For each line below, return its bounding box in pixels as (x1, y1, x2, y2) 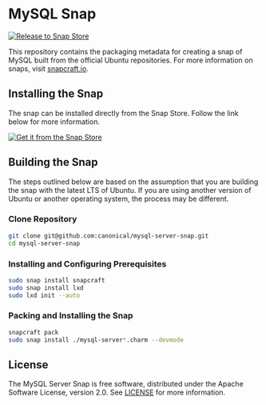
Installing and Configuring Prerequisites (8, 258, 167, 269)
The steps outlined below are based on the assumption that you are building (8, 177, 259, 186)
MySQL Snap (8, 5, 97, 23)
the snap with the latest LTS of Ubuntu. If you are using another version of (8, 185, 252, 194)
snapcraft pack (8, 328, 59, 336)
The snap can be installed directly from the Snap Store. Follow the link (8, 108, 239, 118)
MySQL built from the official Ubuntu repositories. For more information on (8, 55, 253, 65)
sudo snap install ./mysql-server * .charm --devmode (8, 335, 184, 344)
